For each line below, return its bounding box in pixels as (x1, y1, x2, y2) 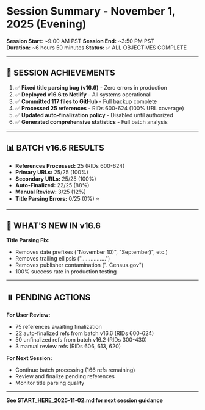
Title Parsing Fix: (6, 237, 50, 244)
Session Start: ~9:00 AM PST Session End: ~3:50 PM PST (6, 37, 155, 45)
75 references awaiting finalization (15, 323, 102, 331)
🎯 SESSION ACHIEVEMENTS (6, 68, 115, 78)
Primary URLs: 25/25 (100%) (15, 168, 88, 176)
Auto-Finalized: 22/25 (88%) (15, 181, 90, 189)
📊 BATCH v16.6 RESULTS (6, 143, 105, 153)
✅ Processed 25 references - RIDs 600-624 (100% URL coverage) (15, 104, 184, 112)
